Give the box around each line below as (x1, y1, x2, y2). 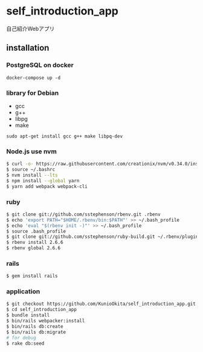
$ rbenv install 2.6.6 (6, 240, 63, 246)
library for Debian (6, 89, 59, 97)
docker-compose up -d (6, 74, 61, 81)
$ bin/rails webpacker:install (6, 318, 85, 324)
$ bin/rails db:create (6, 323, 63, 330)
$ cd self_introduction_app (6, 307, 77, 313)
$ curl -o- (6, 161, 34, 167)
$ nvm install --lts (6, 172, 59, 178)
